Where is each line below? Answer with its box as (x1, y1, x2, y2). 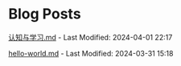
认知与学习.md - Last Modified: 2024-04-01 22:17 (8, 32, 173, 42)
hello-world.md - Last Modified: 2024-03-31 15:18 (8, 48, 174, 58)
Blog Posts (8, 5, 82, 23)
